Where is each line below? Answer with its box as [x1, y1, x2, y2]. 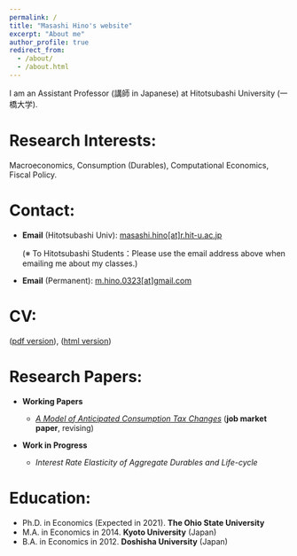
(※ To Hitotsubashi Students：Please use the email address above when [21, 247, 286, 258]
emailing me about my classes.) [21, 258, 138, 269]
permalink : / [9, 12, 58, 22]
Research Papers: [9, 366, 143, 387]
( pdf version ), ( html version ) [9, 335, 113, 346]
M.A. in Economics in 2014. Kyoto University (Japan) [21, 527, 217, 537]
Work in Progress [21, 440, 88, 450]
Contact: [9, 200, 75, 220]
